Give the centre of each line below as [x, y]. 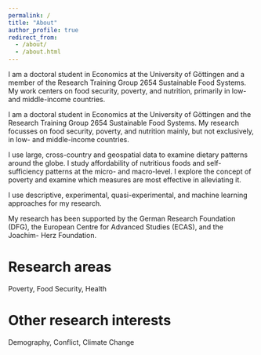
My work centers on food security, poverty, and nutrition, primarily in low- [127, 91]
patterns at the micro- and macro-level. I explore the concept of [149, 171]
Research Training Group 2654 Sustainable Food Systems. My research [123, 123]
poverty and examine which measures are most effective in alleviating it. [125, 180]
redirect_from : [33, 37]
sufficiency [26, 171]
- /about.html [38, 52]
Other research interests [90, 321]
